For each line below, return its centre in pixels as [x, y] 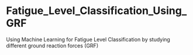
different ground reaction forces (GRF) [52, 46]
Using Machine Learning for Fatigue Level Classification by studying [88, 39]
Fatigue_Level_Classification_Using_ [96, 11]
